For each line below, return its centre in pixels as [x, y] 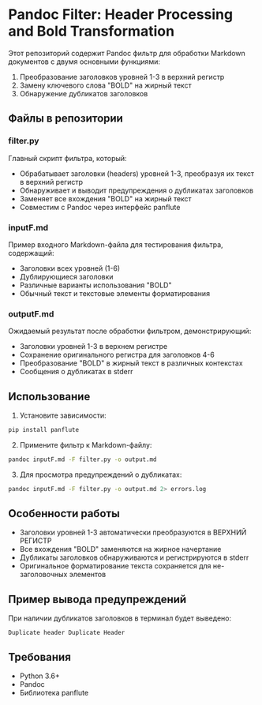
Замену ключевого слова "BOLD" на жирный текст [105, 85]
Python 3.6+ [40, 676]
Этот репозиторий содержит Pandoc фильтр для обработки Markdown [127, 53]
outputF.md [31, 313]
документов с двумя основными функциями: [84, 62]
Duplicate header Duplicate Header [67, 633]
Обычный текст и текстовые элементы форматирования [115, 293]
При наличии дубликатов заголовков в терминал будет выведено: [120, 618]
